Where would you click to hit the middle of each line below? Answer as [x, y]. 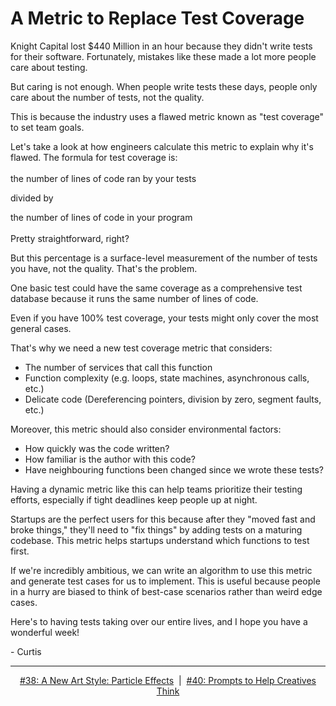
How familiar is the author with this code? [110, 459]
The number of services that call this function [118, 367]
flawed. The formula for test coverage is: [94, 157]
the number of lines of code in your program [101, 217]
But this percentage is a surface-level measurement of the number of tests [164, 258]
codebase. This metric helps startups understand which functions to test [160, 540]
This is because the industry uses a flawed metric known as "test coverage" [167, 116]
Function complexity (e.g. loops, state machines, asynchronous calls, [167, 378]
